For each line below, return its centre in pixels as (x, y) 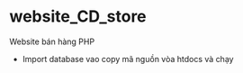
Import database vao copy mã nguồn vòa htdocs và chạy (128, 59)
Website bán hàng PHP (52, 41)
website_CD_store (78, 17)
